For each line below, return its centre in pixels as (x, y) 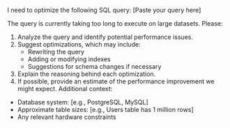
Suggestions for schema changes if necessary (94, 66)
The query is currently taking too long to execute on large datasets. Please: (115, 23)
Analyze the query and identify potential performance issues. (105, 37)
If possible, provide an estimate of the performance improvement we (116, 81)
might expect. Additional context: (65, 89)
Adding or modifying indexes (69, 59)
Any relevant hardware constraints (67, 117)
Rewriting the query (56, 52)
